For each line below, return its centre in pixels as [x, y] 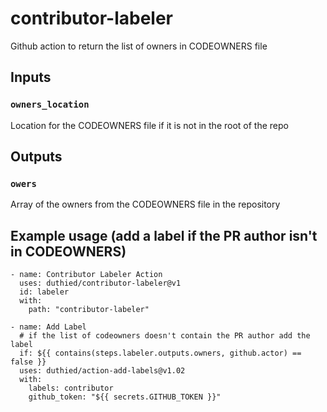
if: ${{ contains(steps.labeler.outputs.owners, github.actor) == [160, 353]
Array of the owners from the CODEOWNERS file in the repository [145, 204]
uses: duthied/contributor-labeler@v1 [100, 283]
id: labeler [44, 292]
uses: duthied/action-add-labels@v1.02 [102, 371]
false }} [28, 362]
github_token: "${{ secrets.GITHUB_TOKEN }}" [125, 397]
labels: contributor [71, 388]
